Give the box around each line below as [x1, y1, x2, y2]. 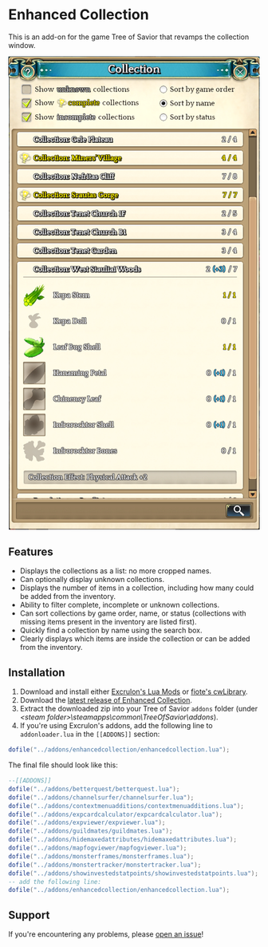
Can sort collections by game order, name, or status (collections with [19, 608, 246, 618]
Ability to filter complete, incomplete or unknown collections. [19, 600, 220, 610]
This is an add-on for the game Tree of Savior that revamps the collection [8, 32, 250, 42]
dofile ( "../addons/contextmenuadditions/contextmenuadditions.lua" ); [8, 802, 245, 810]
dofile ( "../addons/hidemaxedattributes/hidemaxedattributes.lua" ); [8, 836, 238, 844]
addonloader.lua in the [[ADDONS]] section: [19, 729, 160, 739]
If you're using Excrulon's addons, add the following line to [19, 721, 213, 731]
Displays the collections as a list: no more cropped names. [19, 566, 212, 576]
